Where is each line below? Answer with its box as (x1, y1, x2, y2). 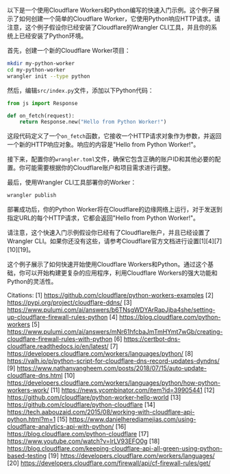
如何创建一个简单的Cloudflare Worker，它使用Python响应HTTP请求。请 (18, 14, 221, 23)
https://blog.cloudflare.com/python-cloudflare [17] (7, 430, 149, 438)
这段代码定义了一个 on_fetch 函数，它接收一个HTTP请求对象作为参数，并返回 (7, 132, 222, 140)
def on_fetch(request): (7, 112, 75, 119)
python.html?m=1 (7, 415, 56, 424)
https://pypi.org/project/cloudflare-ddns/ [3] (7, 298, 132, 307)
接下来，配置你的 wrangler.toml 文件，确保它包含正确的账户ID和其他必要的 (7, 155, 215, 163)
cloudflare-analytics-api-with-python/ (7, 422, 114, 431)
